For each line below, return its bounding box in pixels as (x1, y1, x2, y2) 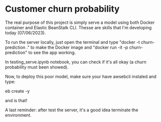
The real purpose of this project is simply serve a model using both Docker (5, 19, 155, 25)
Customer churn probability (5, 3, 120, 15)
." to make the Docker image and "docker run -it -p (26, 44, 128, 50)
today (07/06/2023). (5, 30, 46, 35)
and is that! (5, 97, 28, 103)
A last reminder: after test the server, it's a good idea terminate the (5, 107, 139, 113)
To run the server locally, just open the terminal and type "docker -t (5, 39, 140, 45)
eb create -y (5, 88, 30, 94)
